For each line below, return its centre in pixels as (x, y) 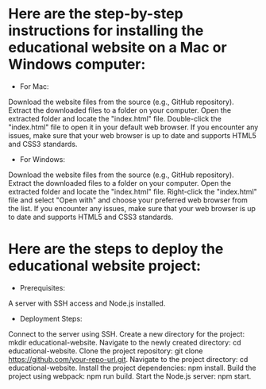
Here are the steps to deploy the (116, 249)
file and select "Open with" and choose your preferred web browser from (128, 200)
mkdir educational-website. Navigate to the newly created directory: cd (125, 342)
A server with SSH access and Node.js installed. (87, 303)
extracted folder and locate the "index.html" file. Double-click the (115, 118)
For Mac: (34, 86)
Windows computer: (77, 65)
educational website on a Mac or (118, 48)
